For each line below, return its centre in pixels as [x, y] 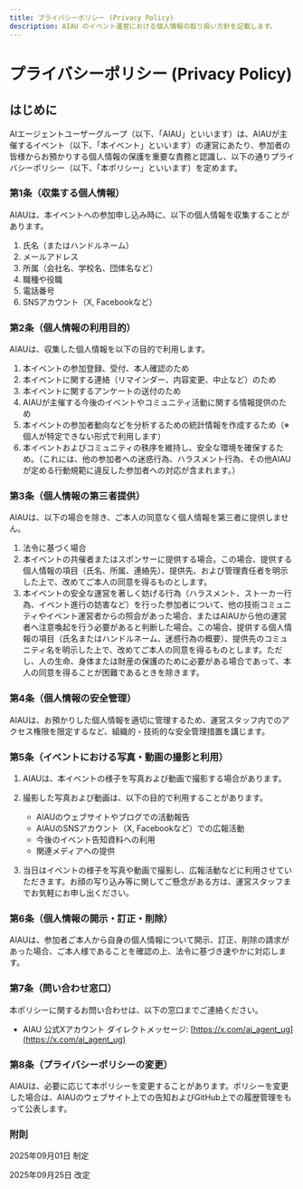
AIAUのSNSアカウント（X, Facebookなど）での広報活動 [140, 828]
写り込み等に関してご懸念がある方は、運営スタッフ [188, 881]
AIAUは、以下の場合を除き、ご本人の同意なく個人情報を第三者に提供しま [145, 517]
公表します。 [48, 1108]
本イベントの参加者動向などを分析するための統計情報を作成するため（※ [156, 425]
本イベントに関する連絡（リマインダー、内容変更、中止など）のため [149, 380]
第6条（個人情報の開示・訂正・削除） [91, 918]
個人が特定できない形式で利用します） [94, 437]
